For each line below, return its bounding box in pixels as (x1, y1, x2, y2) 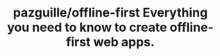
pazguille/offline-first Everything (12, 5, 208, 21)
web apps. (93, 35, 155, 50)
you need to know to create (7, 19, 167, 35)
